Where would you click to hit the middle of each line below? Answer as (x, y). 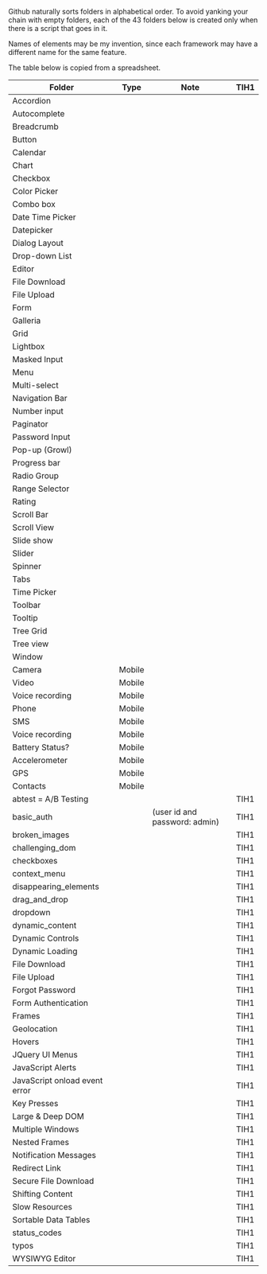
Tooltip (25, 618)
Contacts (29, 786)
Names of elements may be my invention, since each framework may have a (133, 44)
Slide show (33, 540)
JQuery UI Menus (45, 1055)
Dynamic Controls (46, 938)
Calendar (29, 152)
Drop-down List (42, 256)
